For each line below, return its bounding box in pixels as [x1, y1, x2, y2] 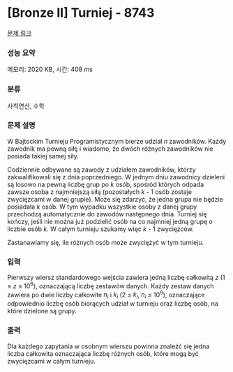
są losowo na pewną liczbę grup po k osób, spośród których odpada [7, 180, 204, 188]
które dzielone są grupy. [7, 307, 77, 315]
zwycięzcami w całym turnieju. [7, 357, 96, 365]
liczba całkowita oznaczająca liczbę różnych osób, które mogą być [7, 349, 199, 357]
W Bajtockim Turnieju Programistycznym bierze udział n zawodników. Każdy [7, 137, 227, 145]
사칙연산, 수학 [7, 101, 45, 110]
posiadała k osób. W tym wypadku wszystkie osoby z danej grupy [7, 202, 197, 211]
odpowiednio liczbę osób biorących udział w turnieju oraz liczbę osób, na [7, 299, 218, 308]
